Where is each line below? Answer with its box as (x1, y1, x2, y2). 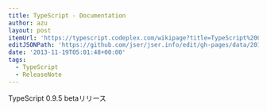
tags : (8, 56, 26, 64)
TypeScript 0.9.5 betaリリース (8, 93, 106, 103)
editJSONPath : (8, 41, 56, 49)
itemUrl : (8, 33, 37, 42)
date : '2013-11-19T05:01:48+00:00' (8, 48, 126, 56)
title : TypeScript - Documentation (8, 11, 126, 20)
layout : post (8, 26, 52, 34)
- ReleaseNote (15, 71, 62, 78)
